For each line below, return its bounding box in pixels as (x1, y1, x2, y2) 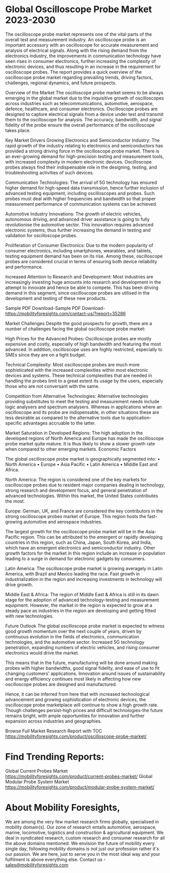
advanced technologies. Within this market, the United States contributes (5, 493, 158, 499)
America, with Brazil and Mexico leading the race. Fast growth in (5, 570, 140, 577)
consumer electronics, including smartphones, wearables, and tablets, (5, 247, 152, 253)
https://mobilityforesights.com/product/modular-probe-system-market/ (5, 784, 155, 790)
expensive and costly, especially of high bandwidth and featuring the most (5, 341, 161, 347)
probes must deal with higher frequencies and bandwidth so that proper (5, 196, 156, 202)
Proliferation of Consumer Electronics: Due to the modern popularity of (5, 242, 153, 248)
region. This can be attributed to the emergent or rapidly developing (20, 534, 163, 540)
